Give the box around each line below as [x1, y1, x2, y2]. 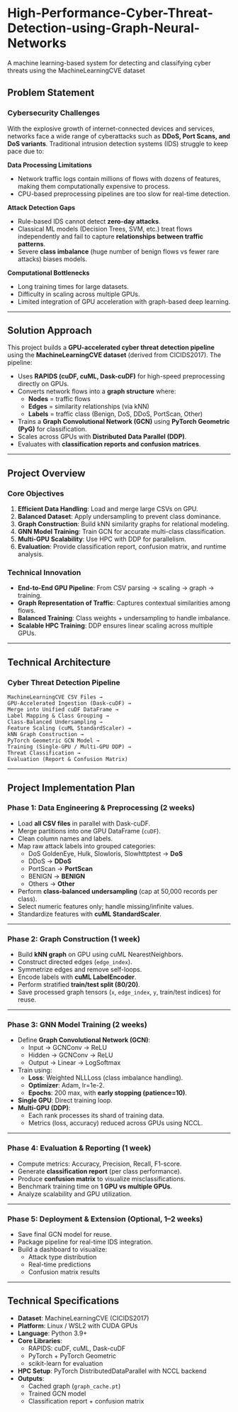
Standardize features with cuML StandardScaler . [17, 909, 161, 918]
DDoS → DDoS [28, 857, 72, 865]
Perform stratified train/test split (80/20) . [17, 980, 140, 989]
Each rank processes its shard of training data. [28, 1111, 164, 1120]
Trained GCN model [28, 1389, 86, 1398]
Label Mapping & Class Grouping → [7, 712, 110, 720]
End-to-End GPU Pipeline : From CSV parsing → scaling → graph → [17, 584, 215, 592]
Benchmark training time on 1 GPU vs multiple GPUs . [17, 1182, 172, 1191]
